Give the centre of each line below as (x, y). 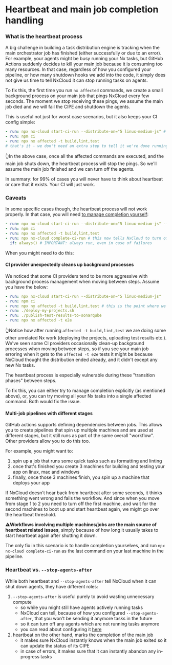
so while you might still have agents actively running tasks (82, 607)
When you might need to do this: (40, 253)
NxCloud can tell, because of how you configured (73, 613)
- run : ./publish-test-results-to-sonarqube (53, 316)
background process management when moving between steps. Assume (82, 281)
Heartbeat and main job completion (82, 10)
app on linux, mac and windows (46, 472)
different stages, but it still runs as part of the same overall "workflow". (80, 436)
